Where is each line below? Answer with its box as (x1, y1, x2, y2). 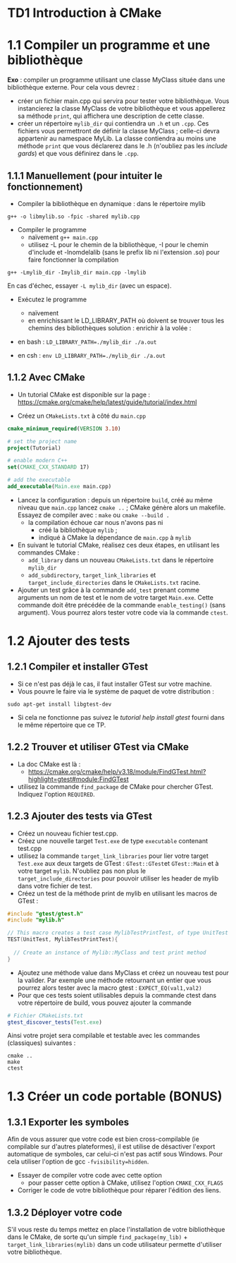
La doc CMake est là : (17, 760, 81, 768)
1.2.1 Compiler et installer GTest (7, 661, 149, 673)
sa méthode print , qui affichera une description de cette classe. (17, 111, 204, 121)
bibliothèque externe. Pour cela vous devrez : (7, 83, 139, 92)
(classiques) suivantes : (7, 1039, 76, 1047)
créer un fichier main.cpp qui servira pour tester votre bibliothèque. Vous (17, 97, 230, 105)
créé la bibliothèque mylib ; (38, 526, 118, 534)
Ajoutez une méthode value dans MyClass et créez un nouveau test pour (17, 968, 229, 977)
